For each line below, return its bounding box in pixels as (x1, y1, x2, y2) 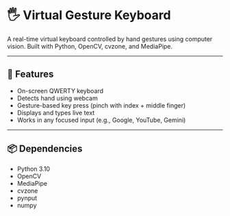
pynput (16, 193, 38, 202)
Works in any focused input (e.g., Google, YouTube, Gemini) (16, 116, 186, 124)
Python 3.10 (16, 165, 50, 173)
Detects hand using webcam (16, 94, 98, 102)
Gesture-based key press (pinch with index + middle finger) (16, 101, 186, 109)
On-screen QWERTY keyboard (16, 86, 104, 95)
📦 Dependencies (7, 143, 83, 155)
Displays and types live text (16, 108, 95, 117)
